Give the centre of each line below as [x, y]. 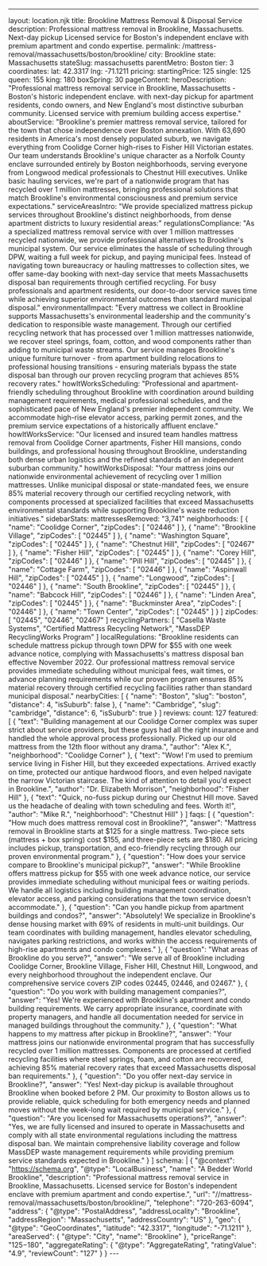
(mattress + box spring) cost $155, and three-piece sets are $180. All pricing [133, 840]
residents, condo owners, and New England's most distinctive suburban [126, 105]
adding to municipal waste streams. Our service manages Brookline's [122, 350]
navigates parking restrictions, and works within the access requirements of [132, 941]
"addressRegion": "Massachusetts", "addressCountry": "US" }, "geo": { [125, 1220]
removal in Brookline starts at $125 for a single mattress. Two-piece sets [126, 831]
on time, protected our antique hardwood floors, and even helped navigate [130, 772]
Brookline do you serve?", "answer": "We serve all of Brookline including [126, 958]
